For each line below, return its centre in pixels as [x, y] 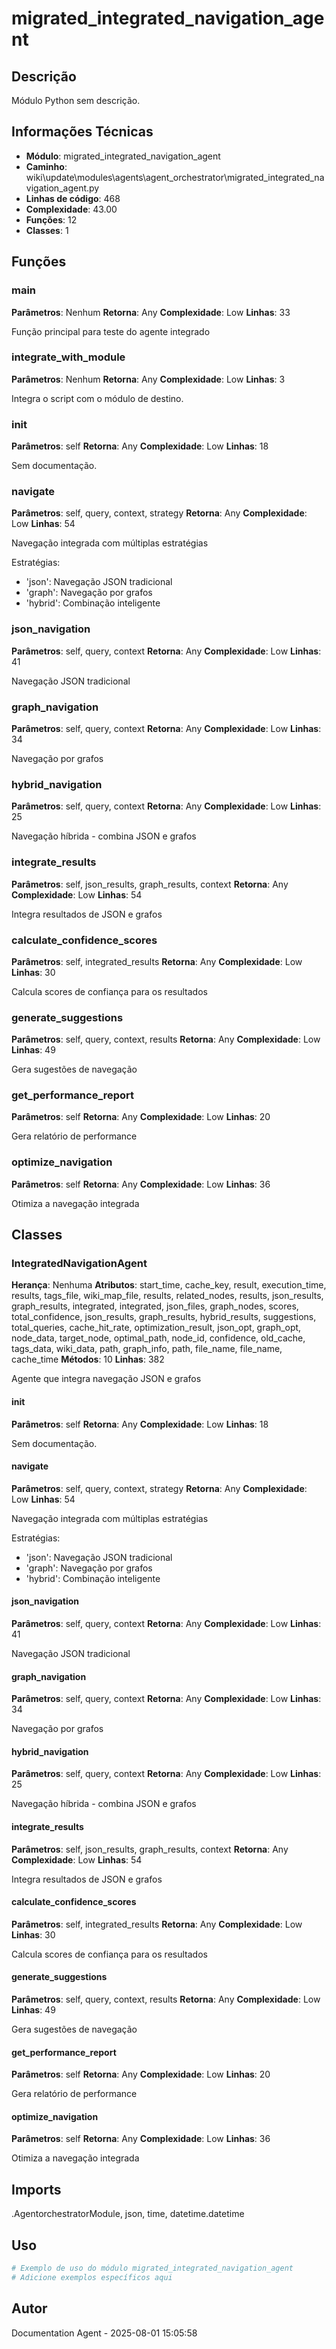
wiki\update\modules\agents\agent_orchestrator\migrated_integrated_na [175, 177]
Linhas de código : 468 [73, 198]
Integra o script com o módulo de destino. [97, 398]
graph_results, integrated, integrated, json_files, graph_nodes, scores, [155, 1306]
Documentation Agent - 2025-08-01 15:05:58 [104, 2333]
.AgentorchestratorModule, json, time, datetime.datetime [128, 2214]
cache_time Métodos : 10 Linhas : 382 [88, 1359]
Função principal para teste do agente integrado [111, 331]
